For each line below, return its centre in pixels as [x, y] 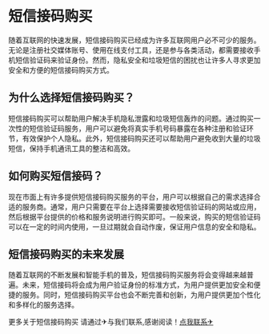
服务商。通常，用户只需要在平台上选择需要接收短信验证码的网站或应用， [141, 207]
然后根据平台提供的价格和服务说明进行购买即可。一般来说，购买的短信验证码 [134, 217]
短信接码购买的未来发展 [66, 254]
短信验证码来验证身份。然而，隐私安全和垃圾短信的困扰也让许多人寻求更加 [138, 60]
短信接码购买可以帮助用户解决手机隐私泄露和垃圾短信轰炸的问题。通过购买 [131, 118]
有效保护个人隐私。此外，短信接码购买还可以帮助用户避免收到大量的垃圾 [141, 138]
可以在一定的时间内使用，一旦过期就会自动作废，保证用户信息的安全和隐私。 [134, 227]
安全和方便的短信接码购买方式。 [61, 70]
